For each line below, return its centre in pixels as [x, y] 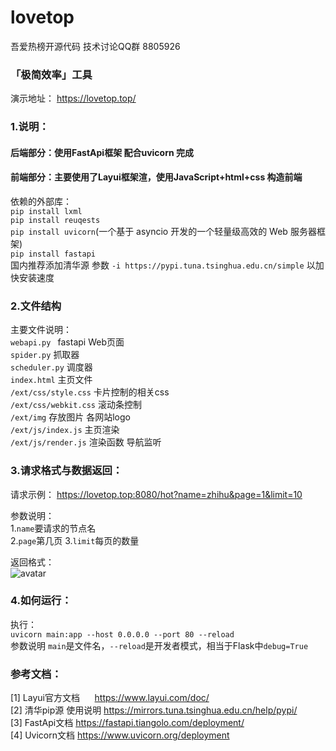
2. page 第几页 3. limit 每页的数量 [75, 540]
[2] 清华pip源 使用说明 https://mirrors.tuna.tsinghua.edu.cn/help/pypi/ [154, 710]
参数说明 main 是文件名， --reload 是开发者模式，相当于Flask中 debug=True [159, 645]
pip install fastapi [53, 254]
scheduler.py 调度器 [51, 367]
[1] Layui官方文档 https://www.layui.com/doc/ [110, 698]
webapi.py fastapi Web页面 [67, 342]
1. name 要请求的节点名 [53, 528]
